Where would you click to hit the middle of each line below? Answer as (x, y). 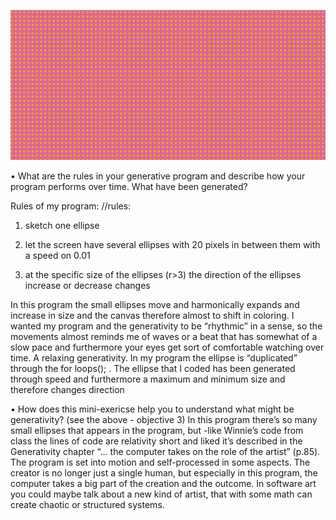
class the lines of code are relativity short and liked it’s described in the (156, 441)
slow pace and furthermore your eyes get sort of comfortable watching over (167, 347)
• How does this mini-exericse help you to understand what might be (152, 409)
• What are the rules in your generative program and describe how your (158, 176)
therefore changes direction (67, 389)
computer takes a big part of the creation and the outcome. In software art (163, 483)
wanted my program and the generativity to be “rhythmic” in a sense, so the (166, 326)
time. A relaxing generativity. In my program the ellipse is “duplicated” (154, 357)
